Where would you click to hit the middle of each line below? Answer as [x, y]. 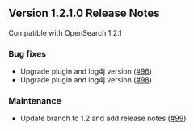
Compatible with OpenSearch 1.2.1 [65, 32]
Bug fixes [27, 53]
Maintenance [35, 101]
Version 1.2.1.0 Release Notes [84, 13]
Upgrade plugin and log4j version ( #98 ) [86, 80]
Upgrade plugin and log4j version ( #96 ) [86, 71]
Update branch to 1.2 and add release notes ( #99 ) [103, 118]
